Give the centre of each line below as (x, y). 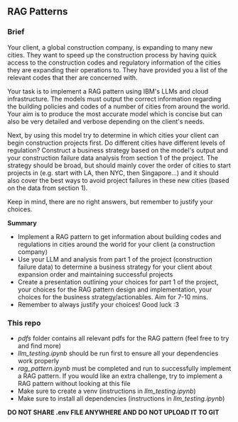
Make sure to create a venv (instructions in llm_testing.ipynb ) (107, 391)
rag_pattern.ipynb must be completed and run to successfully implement (124, 368)
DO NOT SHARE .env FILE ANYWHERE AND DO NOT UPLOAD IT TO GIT (113, 412)
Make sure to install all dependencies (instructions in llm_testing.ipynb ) (121, 398)
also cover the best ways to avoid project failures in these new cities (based (118, 180)
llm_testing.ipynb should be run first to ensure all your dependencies (118, 353)
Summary (22, 223)
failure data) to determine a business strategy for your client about (115, 267)
